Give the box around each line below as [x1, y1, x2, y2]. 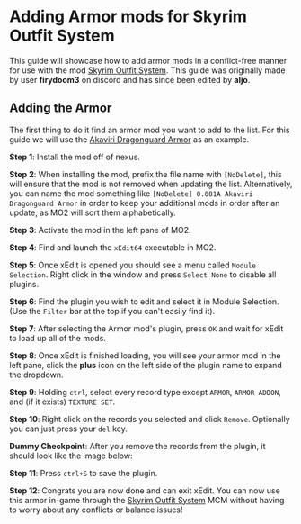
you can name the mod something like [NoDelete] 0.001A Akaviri [9, 187, 253, 199]
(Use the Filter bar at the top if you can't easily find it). [9, 305, 216, 316]
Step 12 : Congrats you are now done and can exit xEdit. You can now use [9, 484, 280, 496]
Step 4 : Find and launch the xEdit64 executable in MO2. [9, 241, 217, 253]
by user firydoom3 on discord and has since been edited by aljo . [9, 74, 251, 85]
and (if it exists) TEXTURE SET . [9, 396, 116, 407]
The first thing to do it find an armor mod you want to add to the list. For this [9, 124, 290, 135]
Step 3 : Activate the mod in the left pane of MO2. [9, 224, 191, 235]
